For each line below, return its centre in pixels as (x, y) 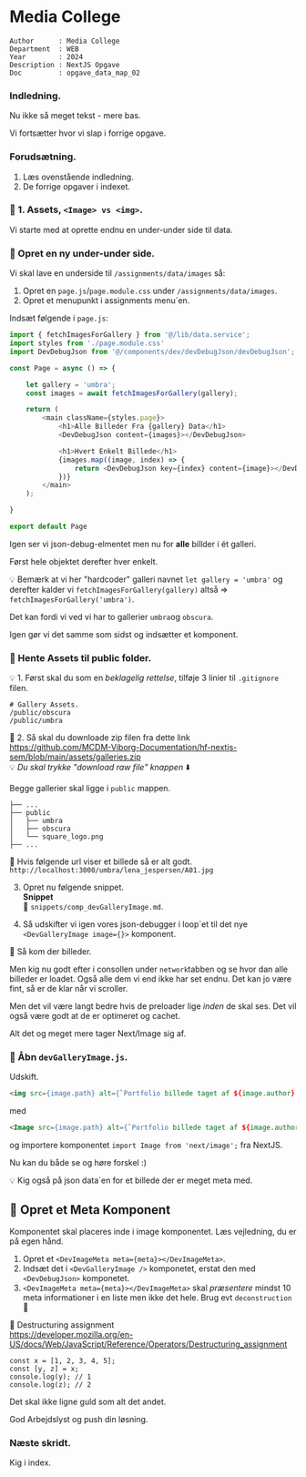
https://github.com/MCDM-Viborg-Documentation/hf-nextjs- (123, 748)
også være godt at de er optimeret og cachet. (95, 1016)
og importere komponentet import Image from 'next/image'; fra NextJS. (146, 1146)
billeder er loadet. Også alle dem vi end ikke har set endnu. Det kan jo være (151, 979)
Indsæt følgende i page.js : (59, 318)
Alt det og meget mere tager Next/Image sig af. (98, 1034)
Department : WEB (44, 49)
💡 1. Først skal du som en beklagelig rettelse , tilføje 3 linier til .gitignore (144, 678)
